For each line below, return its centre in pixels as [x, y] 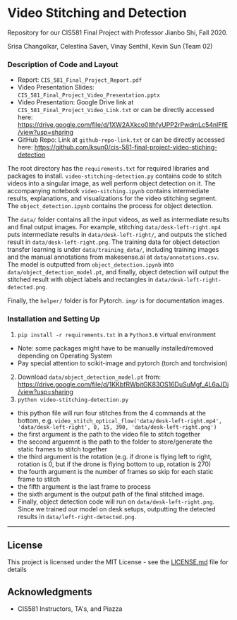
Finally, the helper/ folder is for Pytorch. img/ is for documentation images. [116, 300]
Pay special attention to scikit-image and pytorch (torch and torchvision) [122, 363]
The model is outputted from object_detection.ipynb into [91, 265]
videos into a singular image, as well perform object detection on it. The [111, 183]
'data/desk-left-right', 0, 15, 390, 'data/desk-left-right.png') [117, 427]
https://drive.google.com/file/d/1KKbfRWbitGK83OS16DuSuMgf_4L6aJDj [123, 384]
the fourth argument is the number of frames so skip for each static [115, 471]
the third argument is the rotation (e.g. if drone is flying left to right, [115, 456]
